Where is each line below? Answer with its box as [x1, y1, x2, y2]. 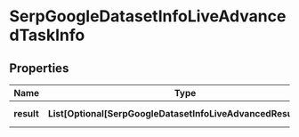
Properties [9, 60, 69, 76]
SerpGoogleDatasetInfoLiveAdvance [9, 6, 287, 27]
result [13, 108, 40, 119]
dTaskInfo [9, 25, 85, 45]
